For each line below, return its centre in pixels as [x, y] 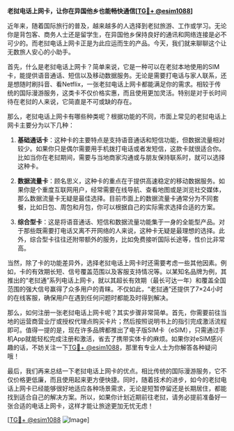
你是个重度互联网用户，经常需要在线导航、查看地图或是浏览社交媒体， [124, 190]
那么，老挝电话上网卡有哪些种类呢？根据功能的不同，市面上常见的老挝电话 [114, 116]
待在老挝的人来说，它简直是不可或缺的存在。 [71, 101]
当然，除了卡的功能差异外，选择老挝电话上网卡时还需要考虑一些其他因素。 [114, 263]
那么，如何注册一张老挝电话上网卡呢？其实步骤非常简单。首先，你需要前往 [114, 312]
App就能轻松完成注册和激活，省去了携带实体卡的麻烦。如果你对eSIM [112, 339]
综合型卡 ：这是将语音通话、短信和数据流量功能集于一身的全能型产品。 [118, 222]
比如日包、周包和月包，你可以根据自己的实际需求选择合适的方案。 [124, 207]
